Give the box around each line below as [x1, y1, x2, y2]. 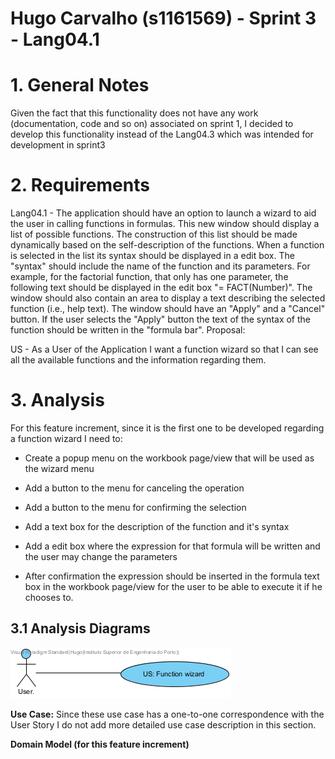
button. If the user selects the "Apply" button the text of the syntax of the [10, 313, 312, 326]
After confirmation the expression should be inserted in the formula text [24, 570, 320, 582]
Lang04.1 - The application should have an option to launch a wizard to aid [10, 207, 317, 219]
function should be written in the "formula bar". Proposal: [10, 324, 246, 336]
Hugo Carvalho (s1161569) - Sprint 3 [10, 7, 317, 30]
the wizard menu [24, 463, 95, 474]
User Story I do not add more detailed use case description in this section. [10, 718, 317, 731]
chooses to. [24, 592, 74, 603]
